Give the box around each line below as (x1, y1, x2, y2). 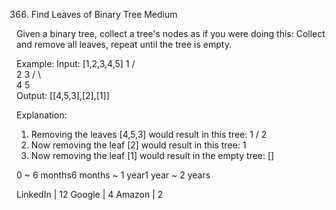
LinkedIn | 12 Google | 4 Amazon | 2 (16, 189, 164, 200)
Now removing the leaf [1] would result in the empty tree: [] (30, 150, 275, 161)
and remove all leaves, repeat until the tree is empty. (16, 39, 232, 50)
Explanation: (16, 109, 68, 121)
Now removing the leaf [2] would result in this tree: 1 (30, 139, 247, 151)
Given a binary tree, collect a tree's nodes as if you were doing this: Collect (16, 28, 326, 39)
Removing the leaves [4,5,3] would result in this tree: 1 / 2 (30, 129, 268, 140)
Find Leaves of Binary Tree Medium (30, 9, 178, 20)
